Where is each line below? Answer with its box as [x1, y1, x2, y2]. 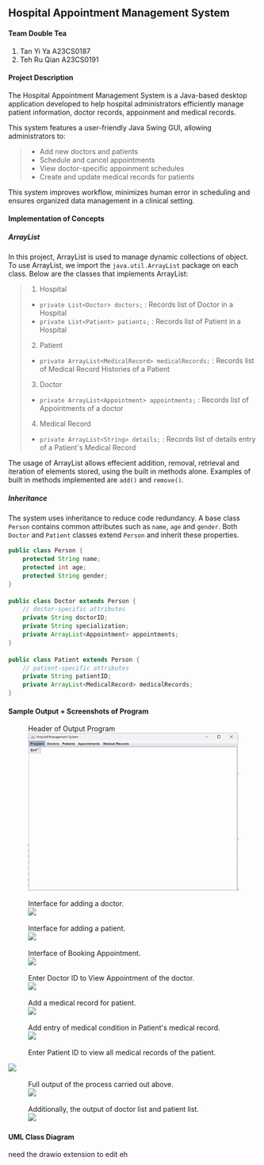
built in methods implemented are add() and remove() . [8, 475, 184, 485]
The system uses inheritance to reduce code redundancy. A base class [8, 513, 240, 523]
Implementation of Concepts [8, 214, 105, 223]
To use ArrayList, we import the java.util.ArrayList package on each [8, 261, 239, 270]
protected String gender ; [22, 571, 109, 579]
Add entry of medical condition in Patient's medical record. [28, 1023, 220, 1032]
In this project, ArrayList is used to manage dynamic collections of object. [8, 252, 248, 261]
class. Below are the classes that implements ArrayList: [8, 269, 189, 279]
